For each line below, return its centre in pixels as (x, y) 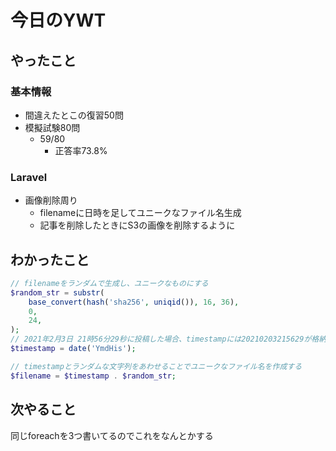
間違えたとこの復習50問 (74, 115)
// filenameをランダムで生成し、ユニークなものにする (109, 283)
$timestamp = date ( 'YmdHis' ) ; (73, 349)
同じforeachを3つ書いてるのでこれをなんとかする (112, 435)
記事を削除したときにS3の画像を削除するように (137, 225)
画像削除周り (51, 200)
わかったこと (50, 259)
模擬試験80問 (52, 127)
